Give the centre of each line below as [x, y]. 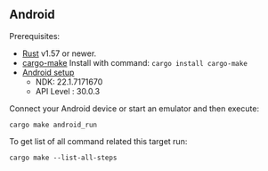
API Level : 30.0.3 [68, 91]
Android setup [48, 72]
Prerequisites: [35, 36]
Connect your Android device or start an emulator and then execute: [134, 108]
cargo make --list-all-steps [63, 158]
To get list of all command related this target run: [98, 141]
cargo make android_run [53, 125]
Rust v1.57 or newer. [59, 53]
